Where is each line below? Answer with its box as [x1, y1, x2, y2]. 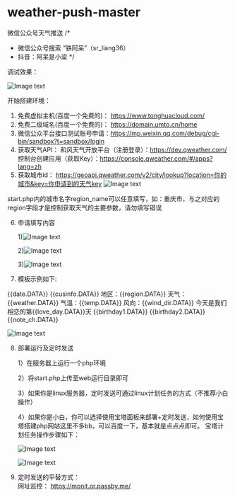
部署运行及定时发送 [17, 343, 74, 352]
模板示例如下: [17, 274, 57, 283]
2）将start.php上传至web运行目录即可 [17, 373, 128, 382]
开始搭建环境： [7, 96, 51, 105]
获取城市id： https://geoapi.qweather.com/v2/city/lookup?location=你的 [17, 171, 227, 179]
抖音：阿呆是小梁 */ [17, 52, 75, 61]
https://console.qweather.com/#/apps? [100, 154, 213, 163]
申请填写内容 [17, 218, 55, 227]
